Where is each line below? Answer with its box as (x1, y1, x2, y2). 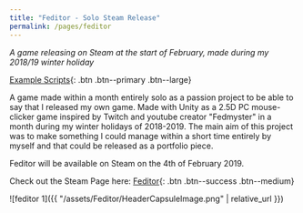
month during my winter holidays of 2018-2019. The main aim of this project (9, 120, 294, 132)
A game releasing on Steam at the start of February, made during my (9, 46, 269, 57)
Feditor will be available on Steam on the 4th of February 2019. (9, 157, 245, 168)
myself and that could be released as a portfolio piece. (9, 140, 214, 151)
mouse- (251, 101, 281, 112)
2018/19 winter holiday (9, 56, 95, 67)
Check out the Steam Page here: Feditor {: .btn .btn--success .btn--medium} (9, 175, 295, 187)
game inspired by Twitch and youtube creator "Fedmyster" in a (35, 111, 272, 122)
